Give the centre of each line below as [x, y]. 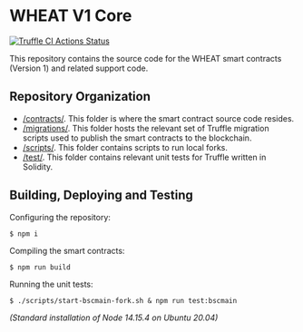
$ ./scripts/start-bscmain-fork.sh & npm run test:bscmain [123, 300]
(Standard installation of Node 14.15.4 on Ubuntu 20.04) [114, 317]
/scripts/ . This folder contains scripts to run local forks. [125, 147]
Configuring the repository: [60, 217]
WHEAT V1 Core [71, 16]
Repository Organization [80, 97]
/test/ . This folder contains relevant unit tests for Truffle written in [144, 157]
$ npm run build [40, 267]
